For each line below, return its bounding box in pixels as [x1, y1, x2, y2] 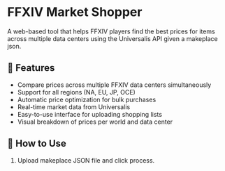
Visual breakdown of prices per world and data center [17, 117, 173, 126]
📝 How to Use [7, 138, 66, 149]
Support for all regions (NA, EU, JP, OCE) [17, 88, 136, 96]
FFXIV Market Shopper [7, 4, 143, 20]
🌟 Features [7, 62, 55, 74]
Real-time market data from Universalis [17, 102, 131, 111]
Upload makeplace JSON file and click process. [17, 156, 155, 164]
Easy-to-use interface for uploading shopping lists [17, 110, 163, 118]
